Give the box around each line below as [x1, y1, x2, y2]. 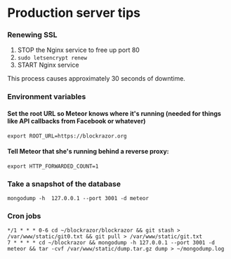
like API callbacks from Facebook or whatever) [7, 117, 146, 125]
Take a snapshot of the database [7, 179, 121, 189]
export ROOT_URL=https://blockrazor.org [7, 132, 128, 140]
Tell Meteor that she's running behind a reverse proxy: [7, 147, 169, 156]
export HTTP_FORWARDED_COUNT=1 [7, 163, 99, 170]
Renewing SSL [7, 30, 58, 40]
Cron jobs [7, 211, 41, 221]
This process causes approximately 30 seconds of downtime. [7, 74, 186, 83]
